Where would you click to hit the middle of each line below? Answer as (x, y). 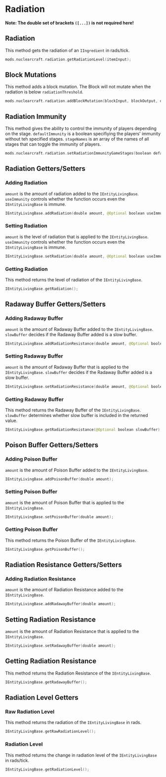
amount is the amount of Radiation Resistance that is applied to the (72, 631)
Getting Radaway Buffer (34, 399)
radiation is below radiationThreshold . (44, 92)
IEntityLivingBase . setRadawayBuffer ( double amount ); (61, 646)
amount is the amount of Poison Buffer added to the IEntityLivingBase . (77, 470)
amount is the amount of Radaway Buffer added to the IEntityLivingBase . (79, 329)
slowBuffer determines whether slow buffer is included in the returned (77, 415)
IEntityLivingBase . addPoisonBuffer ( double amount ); (59, 479)
